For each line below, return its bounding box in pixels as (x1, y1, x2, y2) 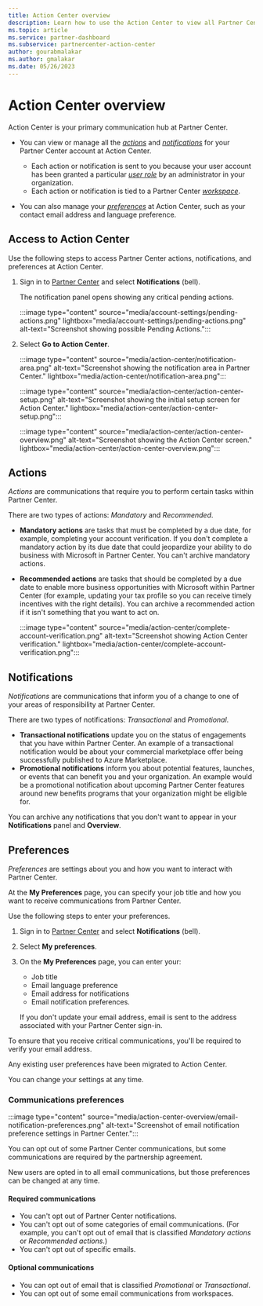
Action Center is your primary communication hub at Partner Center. (8, 123, 229, 132)
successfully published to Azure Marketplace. (19, 755, 168, 765)
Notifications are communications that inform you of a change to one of (8, 692, 240, 701)
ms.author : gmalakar (8, 56, 76, 64)
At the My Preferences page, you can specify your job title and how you (8, 887, 241, 897)
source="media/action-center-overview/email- (87, 1112, 239, 1121)
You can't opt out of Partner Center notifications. (19, 1211, 178, 1221)
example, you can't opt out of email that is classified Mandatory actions (19, 1228, 252, 1238)
